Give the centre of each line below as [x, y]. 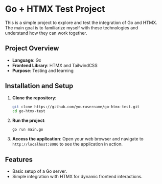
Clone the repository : [34, 98]
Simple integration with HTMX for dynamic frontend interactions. [77, 176]
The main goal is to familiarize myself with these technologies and [72, 27]
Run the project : [29, 120]
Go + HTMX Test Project [55, 9]
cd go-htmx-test [29, 111]
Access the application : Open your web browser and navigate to [78, 139]
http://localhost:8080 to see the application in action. [67, 144]
